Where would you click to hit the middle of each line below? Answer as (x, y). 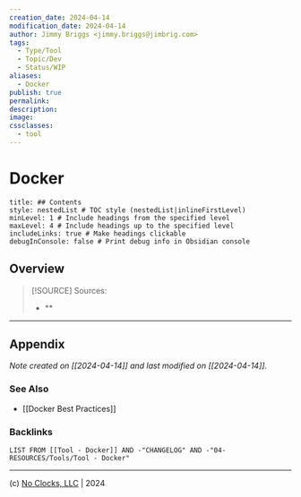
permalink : (30, 101)
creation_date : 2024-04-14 (60, 17)
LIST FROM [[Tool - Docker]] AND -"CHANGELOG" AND (106, 450)
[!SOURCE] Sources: (69, 290)
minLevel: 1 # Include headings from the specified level (120, 218)
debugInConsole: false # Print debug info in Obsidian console (130, 241)
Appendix (37, 344)
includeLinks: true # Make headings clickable (98, 234)
